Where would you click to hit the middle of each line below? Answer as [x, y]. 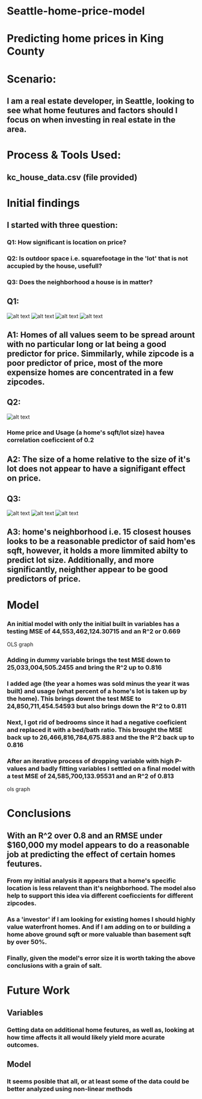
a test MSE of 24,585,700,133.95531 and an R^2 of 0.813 [90, 776]
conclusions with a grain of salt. [54, 965]
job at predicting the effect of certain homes [91, 854]
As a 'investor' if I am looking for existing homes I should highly [101, 920]
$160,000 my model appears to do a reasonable [98, 845]
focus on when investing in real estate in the [91, 119]
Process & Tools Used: [64, 155]
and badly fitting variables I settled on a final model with [112, 768]
